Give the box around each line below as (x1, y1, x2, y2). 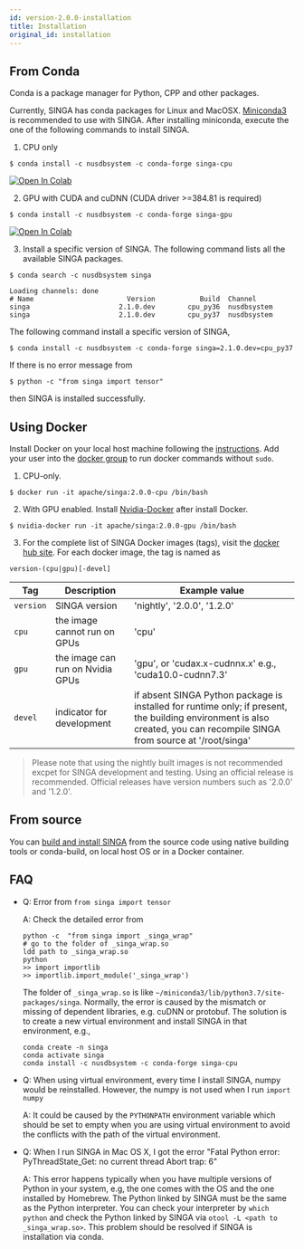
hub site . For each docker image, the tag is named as (22, 547, 221, 558)
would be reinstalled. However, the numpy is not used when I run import (22, 1083, 291, 1095)
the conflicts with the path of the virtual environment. (22, 1129, 221, 1139)
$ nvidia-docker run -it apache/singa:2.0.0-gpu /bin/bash (9, 521, 237, 530)
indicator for (55, 706, 108, 718)
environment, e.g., (22, 1025, 91, 1036)
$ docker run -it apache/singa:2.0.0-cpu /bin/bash (9, 488, 208, 497)
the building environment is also (134, 711, 270, 724)
